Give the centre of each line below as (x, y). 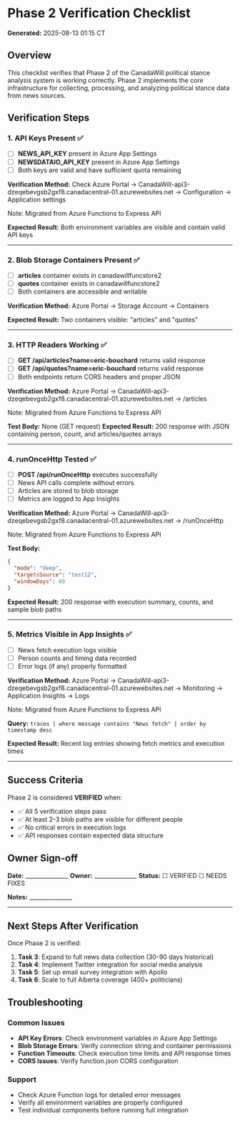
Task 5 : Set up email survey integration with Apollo (92, 972)
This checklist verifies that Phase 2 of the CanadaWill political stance (109, 72)
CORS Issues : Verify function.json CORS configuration (98, 1061)
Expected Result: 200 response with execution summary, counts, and (110, 602)
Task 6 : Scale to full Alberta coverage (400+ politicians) (100, 980)
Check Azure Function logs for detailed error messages (99, 1095)
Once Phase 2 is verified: (44, 943)
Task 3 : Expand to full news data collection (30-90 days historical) (116, 957)
